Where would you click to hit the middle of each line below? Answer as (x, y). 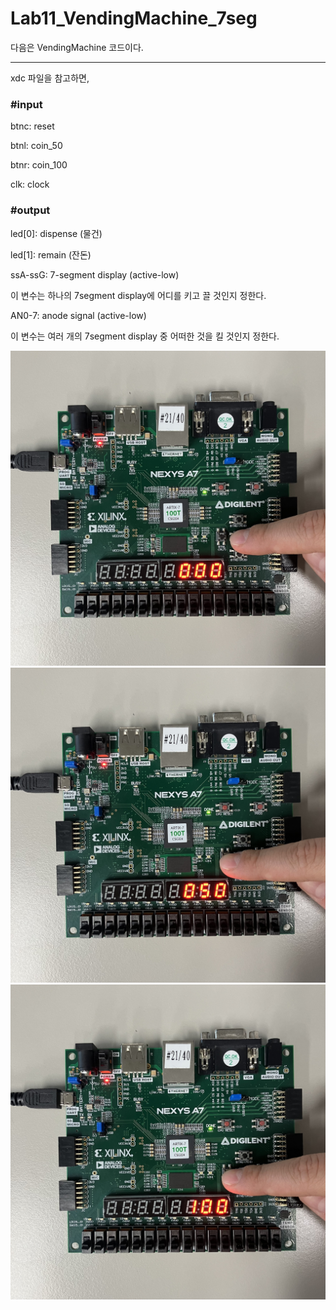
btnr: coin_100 (39, 165)
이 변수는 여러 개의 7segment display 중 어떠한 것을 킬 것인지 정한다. (145, 336)
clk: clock (30, 184)
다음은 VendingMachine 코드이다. (77, 47)
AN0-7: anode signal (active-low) (78, 315)
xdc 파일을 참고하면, (50, 78)
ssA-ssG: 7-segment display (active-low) (95, 274)
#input (26, 104)
